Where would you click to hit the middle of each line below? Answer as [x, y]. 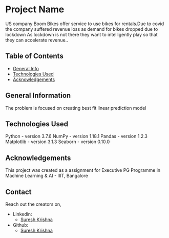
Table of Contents [35, 56]
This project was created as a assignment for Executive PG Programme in [83, 170]
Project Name [35, 9]
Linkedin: [22, 214]
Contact [18, 192]
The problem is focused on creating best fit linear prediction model [76, 108]
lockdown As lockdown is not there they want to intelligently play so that [81, 34]
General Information [38, 96]
